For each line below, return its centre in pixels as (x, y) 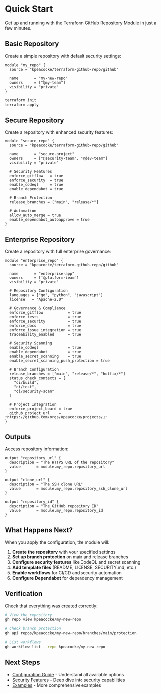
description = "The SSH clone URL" (46, 484)
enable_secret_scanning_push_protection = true (60, 361)
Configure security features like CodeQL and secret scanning (76, 562)
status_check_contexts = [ (38, 378)
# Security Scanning (31, 343)
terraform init (21, 100)
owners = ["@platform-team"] (44, 278)
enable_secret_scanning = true (45, 356)
